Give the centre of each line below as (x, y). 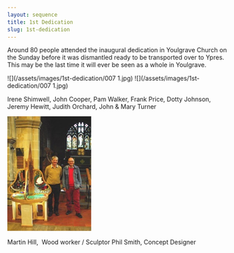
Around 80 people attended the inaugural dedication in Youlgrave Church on (117, 50)
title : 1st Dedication (40, 22)
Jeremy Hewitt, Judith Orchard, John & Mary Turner (82, 107)
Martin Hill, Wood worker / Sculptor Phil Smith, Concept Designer (102, 242)
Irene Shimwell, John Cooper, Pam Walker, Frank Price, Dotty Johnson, (109, 99)
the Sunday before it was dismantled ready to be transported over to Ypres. (116, 58)
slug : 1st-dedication (39, 29)
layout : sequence (32, 15)
